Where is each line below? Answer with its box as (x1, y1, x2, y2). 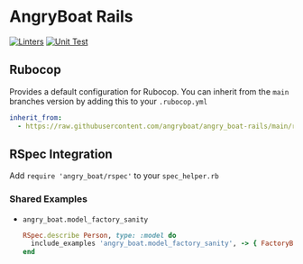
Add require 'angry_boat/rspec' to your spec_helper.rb (9, 170, 219, 181)
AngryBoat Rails (9, 6, 133, 27)
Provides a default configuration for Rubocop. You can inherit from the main (9, 86, 289, 96)
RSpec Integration (9, 146, 113, 161)
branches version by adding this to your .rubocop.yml (9, 96, 208, 106)
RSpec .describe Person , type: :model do (22, 231, 177, 240)
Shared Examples (9, 193, 88, 205)
